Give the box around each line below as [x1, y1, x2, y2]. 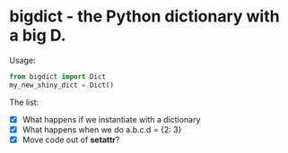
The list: [9, 97, 39, 107]
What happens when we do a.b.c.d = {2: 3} [22, 123, 182, 135]
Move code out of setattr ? [22, 134, 120, 145]
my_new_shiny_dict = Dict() [9, 81, 115, 89]
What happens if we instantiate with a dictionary [22, 114, 201, 124]
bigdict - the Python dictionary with [9, 6, 280, 27]
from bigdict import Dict [9, 72, 106, 81]
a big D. [9, 25, 66, 46]
